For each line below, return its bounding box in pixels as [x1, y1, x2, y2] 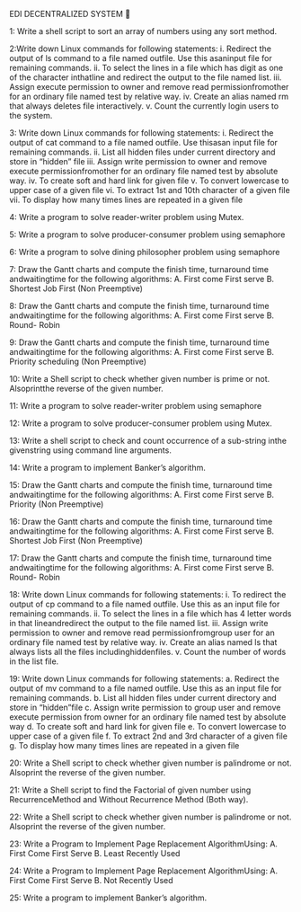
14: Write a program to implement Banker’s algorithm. [9, 463, 207, 473]
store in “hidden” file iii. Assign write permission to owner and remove [9, 156, 268, 166]
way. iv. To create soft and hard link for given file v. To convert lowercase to [9, 175, 289, 186]
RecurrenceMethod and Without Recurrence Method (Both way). [9, 794, 249, 804]
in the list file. [9, 656, 59, 667]
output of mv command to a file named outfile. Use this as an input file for [9, 683, 282, 694]
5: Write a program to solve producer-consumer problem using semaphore [9, 229, 286, 240]
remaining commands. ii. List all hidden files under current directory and [9, 146, 276, 157]
